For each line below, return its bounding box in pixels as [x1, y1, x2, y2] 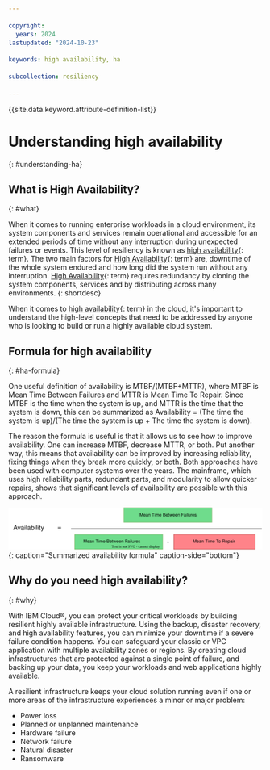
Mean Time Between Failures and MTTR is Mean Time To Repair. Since [8, 390, 244, 400]
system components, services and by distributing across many [8, 279, 217, 290]
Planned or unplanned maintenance [19, 719, 139, 729]
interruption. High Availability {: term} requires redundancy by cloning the [8, 271, 250, 281]
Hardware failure [19, 727, 77, 738]
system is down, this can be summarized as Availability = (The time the [8, 408, 244, 417]
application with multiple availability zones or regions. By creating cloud [8, 645, 247, 655]
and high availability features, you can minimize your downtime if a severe [8, 628, 254, 638]
